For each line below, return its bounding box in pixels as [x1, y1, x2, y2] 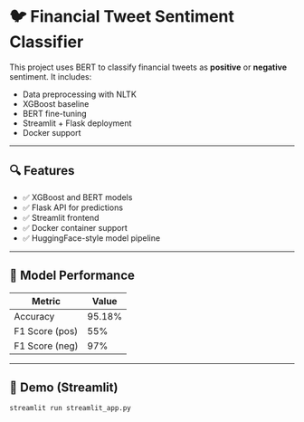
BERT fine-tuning [22, 108, 88, 119]
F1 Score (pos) [14, 324, 79, 337]
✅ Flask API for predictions [22, 202, 124, 213]
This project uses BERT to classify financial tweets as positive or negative [9, 62, 288, 72]
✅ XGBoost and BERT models [22, 191, 133, 203]
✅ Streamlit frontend [22, 212, 100, 223]
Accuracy [14, 310, 55, 322]
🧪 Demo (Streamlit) [9, 379, 119, 395]
